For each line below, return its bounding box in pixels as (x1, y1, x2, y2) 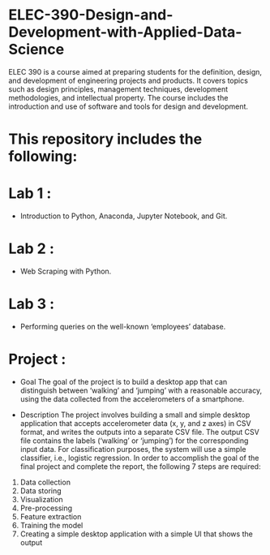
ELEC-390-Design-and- (8, 6, 174, 24)
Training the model (19, 520, 84, 530)
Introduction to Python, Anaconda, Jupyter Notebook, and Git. (19, 211, 228, 221)
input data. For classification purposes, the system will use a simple (19, 444, 246, 454)
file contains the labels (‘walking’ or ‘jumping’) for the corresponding (19, 436, 249, 445)
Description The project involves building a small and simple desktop (19, 410, 251, 419)
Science (8, 41, 65, 58)
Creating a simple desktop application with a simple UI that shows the (19, 529, 253, 539)
